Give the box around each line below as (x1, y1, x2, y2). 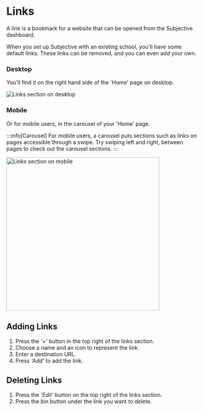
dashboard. (6, 31, 35, 38)
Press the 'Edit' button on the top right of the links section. (15, 391, 163, 399)
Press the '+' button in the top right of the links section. (15, 337, 155, 345)
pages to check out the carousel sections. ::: (6, 145, 118, 152)
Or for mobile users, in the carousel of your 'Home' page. (6, 120, 150, 127)
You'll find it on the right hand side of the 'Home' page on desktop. (6, 79, 174, 86)
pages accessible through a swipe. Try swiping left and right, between (6, 138, 183, 145)
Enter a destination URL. (15, 351, 76, 358)
